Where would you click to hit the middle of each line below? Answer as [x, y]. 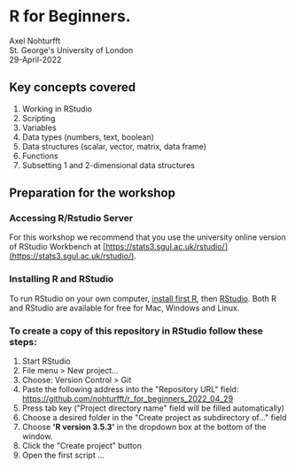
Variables [39, 127]
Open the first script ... [63, 455]
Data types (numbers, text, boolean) [88, 137]
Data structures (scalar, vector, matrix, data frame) [114, 146]
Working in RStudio [57, 109]
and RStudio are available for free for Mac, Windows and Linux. [124, 308]
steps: [23, 342]
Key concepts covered [73, 87]
